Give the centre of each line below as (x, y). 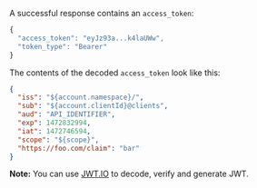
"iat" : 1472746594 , (54, 131)
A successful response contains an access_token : (102, 13)
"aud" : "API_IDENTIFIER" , (67, 114)
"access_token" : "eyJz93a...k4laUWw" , (91, 38)
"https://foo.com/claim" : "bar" (79, 148)
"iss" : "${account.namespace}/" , (81, 98)
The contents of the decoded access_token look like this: (115, 73)
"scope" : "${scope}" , (59, 140)
